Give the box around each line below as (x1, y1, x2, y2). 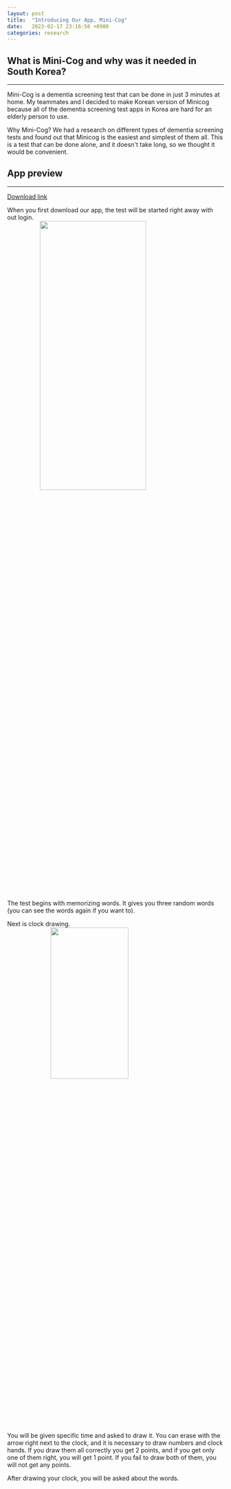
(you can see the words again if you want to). (7, 906, 135, 915)
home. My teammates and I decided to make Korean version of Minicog (7, 98, 210, 106)
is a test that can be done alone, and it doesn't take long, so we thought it (7, 141, 215, 149)
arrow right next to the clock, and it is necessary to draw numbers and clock (7, 1439, 223, 1447)
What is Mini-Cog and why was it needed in (7, 54, 197, 66)
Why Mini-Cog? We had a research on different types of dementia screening (7, 126, 223, 134)
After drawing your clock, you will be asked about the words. (7, 1474, 179, 1482)
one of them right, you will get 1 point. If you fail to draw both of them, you (7, 1453, 217, 1461)
